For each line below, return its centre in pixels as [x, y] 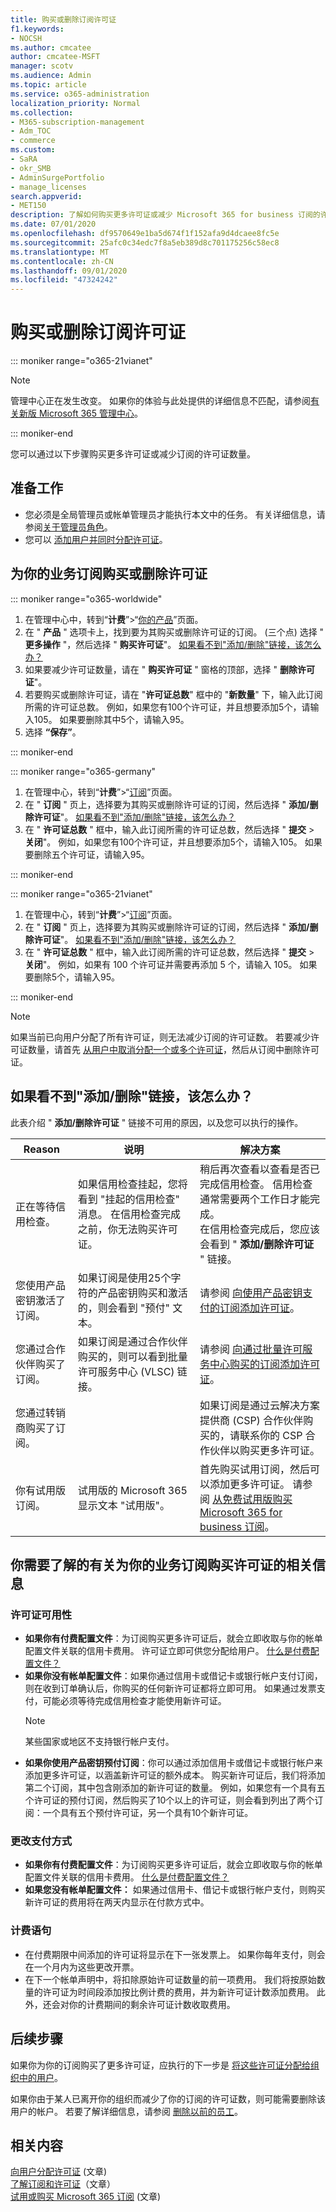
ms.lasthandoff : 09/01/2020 [69, 271]
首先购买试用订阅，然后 [254, 1469]
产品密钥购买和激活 [142, 1293]
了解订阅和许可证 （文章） [63, 2184]
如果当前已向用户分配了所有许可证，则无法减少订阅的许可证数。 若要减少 [160, 1037]
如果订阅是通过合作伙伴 [132, 1341]
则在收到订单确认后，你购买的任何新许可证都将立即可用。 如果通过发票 [170, 1688]
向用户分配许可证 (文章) [59, 2172]
